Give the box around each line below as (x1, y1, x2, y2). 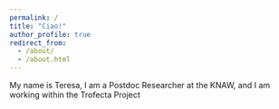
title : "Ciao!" (9, 22, 67, 31)
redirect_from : (9, 38, 67, 48)
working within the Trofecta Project (9, 89, 140, 100)
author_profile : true (9, 30, 91, 39)
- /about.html (17, 55, 71, 64)
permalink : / (9, 13, 59, 23)
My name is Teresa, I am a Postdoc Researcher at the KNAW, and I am (9, 80, 271, 90)
